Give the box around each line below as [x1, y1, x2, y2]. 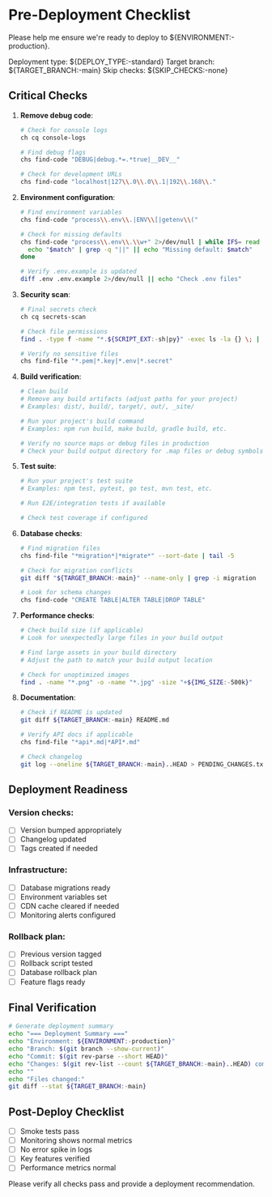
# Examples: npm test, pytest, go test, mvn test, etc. [19, 484, 213, 493]
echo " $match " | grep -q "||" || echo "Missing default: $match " [28, 245, 253, 253]
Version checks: [8, 807, 74, 818]
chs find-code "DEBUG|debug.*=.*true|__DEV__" [19, 155, 181, 164]
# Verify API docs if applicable [19, 731, 134, 739]
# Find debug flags [19, 148, 87, 156]
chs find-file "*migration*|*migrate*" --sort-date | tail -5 [19, 552, 235, 560]
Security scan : [19, 290, 71, 299]
